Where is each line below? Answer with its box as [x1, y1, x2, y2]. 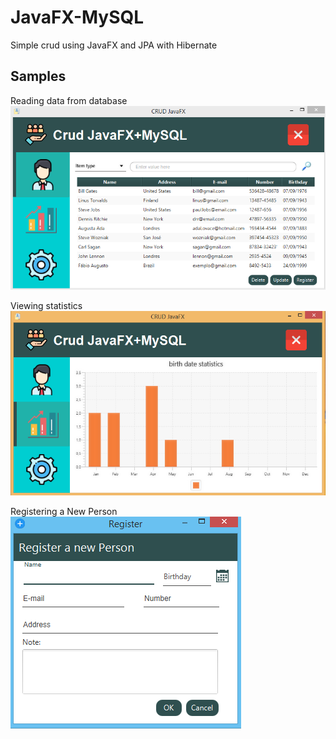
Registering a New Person [10, 505, 118, 517]
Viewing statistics [10, 300, 83, 312]
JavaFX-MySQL [10, 6, 145, 29]
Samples [10, 68, 67, 85]
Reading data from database [10, 94, 128, 106]
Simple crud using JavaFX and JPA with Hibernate [10, 39, 218, 51]
